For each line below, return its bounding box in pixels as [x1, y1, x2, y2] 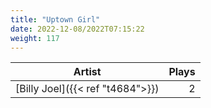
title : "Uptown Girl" [10, 14, 101, 25]
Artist [73, 65, 102, 79]
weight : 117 [10, 33, 60, 43]
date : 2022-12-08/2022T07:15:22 [10, 24, 145, 34]
